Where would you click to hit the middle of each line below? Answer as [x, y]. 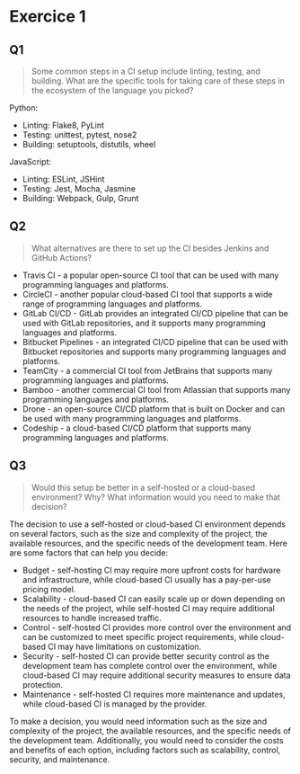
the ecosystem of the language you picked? [112, 90]
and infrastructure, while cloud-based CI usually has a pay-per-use [146, 579]
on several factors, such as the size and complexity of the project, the [138, 533]
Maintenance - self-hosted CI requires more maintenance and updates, [154, 694]
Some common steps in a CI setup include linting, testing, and [146, 71]
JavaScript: [31, 162]
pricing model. [49, 589]
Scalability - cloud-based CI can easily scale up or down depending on [154, 599]
